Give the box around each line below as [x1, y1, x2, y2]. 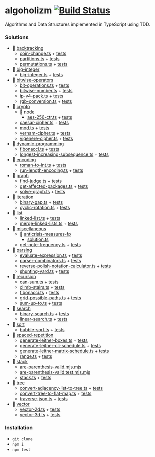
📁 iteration [12, 194, 34, 200]
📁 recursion [12, 274, 36, 280]
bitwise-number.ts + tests [19, 88, 73, 94]
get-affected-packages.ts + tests [19, 183, 88, 189]
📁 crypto [12, 104, 30, 110]
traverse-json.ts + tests [19, 396, 68, 402]
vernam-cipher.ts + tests [19, 130, 71, 136]
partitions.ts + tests [19, 56, 60, 62]
